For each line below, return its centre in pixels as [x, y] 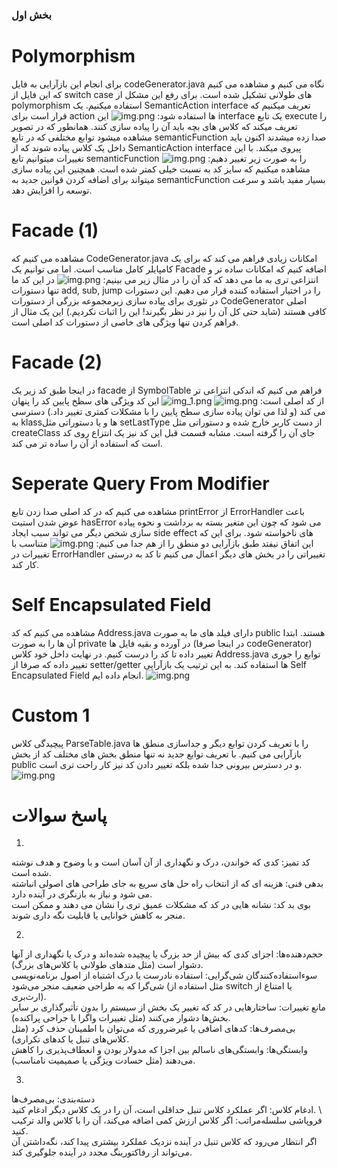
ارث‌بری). [29, 997]
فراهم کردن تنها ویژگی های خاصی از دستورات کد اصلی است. [125, 322]
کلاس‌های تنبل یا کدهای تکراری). [70, 1039]
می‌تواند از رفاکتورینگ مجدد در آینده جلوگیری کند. [102, 1152]
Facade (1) [55, 230]
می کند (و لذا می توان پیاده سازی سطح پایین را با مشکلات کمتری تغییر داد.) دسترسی [168, 411]
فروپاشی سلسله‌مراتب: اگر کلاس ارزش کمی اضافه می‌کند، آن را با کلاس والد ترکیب [167, 1120]
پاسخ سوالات [59, 815]
